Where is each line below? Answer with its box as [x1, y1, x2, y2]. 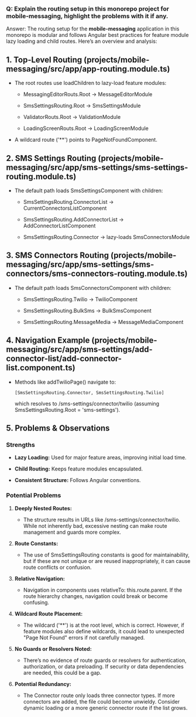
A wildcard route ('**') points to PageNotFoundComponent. [14, 136, 158, 144]
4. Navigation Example [6, 336, 90, 346]
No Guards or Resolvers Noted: [14, 645, 92, 652]
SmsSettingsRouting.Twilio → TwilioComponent [23, 295, 137, 303]
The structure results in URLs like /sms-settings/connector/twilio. [23, 516, 180, 523]
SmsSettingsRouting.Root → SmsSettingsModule [23, 102, 141, 110]
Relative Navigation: [14, 575, 66, 582]
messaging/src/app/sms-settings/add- [6, 344, 153, 354]
